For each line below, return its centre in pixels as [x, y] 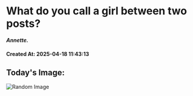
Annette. [17, 40]
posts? [23, 24]
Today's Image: [35, 72]
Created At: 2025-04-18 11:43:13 [48, 54]
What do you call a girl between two [97, 11]
